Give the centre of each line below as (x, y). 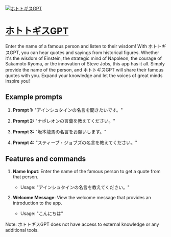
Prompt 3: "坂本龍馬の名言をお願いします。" (59, 132)
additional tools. (22, 230)
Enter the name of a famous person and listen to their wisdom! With (76, 46)
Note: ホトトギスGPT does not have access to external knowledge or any (82, 224)
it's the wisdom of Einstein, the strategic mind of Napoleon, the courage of (84, 58)
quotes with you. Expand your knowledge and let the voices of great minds (84, 75)
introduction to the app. (37, 203)
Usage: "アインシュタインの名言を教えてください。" (75, 187)
